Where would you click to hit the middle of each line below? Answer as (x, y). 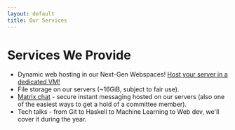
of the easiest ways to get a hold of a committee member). (102, 104)
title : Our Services (38, 20)
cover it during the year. (52, 119)
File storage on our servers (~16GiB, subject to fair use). (98, 89)
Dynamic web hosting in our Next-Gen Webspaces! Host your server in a (122, 74)
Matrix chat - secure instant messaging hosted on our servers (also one (121, 97)
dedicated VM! (39, 82)
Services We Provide (69, 55)
